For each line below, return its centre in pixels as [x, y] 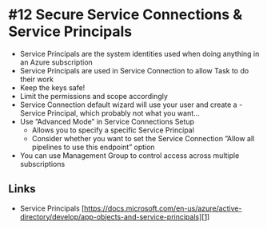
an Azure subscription [56, 62]
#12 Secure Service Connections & [125, 15]
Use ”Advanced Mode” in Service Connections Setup [107, 121]
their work [37, 79]
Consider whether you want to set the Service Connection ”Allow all [143, 138]
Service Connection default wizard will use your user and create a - [131, 105]
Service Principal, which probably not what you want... [110, 113]
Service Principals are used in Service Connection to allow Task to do [134, 70]
